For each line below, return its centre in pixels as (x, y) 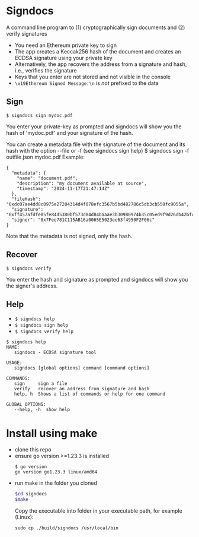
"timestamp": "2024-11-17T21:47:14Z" (63, 188)
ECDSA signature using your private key (63, 58)
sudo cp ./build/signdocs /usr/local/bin (66, 528)
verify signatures (27, 33)
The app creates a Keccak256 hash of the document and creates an (98, 51)
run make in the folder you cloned (56, 483)
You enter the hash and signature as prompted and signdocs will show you (97, 279)
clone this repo (33, 450)
